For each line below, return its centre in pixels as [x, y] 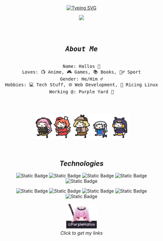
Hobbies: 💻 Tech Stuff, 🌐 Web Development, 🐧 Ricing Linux [81, 85]
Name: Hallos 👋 [81, 66]
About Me [81, 49]
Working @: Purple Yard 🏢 [81, 91]
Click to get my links [81, 233]
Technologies [81, 163]
